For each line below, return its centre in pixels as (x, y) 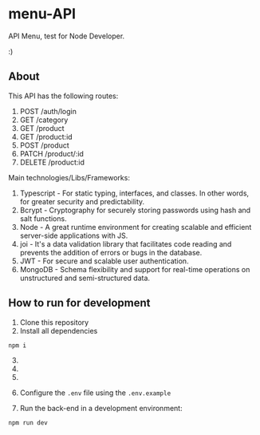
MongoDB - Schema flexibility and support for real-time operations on (135, 269)
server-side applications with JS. (74, 235)
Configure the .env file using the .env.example (95, 393)
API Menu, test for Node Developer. (67, 36)
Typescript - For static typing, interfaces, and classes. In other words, (134, 193)
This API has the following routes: (63, 96)
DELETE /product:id (52, 162)
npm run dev (28, 423)
